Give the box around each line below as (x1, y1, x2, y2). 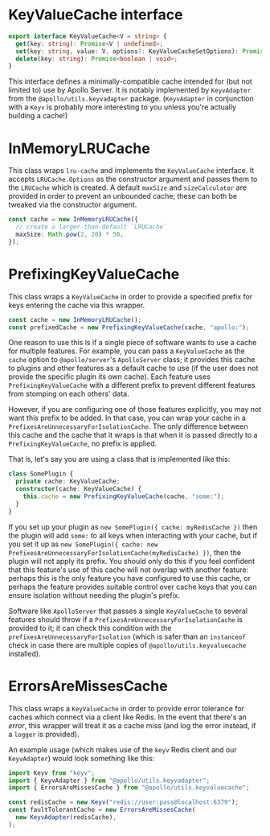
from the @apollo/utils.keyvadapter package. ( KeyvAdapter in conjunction (8, 94, 255, 104)
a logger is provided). (8, 729, 80, 739)
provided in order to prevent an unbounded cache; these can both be (8, 191, 238, 201)
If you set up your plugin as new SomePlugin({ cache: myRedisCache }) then (8, 521, 258, 532)
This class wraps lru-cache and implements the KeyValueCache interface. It (8, 166, 255, 175)
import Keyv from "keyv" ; (8, 768, 95, 777)
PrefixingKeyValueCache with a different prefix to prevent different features (8, 381, 256, 390)
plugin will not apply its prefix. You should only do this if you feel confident (8, 556, 256, 566)
